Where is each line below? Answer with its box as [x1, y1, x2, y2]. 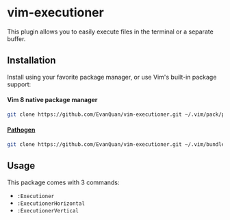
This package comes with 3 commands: [7, 178, 120, 186]
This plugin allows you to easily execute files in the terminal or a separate [7, 27, 214, 36]
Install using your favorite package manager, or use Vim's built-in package [7, 73, 217, 81]
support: [7, 80, 31, 88]
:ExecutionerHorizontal [16, 200, 86, 207]
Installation [7, 55, 56, 66]
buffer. [7, 34, 26, 42]
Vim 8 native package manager [7, 96, 98, 104]
